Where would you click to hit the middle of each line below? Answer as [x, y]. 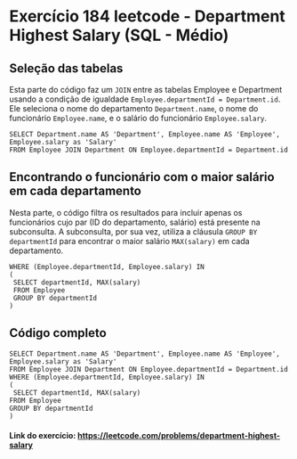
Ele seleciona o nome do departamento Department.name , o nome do [134, 108]
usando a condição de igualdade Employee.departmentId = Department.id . [145, 99]
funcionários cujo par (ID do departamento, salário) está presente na [135, 222]
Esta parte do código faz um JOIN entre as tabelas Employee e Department [146, 90]
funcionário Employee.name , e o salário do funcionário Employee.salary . [138, 118]
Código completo [58, 333]
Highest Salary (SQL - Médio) [119, 35]
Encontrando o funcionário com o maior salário [142, 177]
